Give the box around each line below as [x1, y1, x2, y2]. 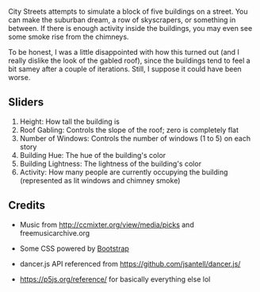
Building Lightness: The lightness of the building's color [19, 159, 202, 168]
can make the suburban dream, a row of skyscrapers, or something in [8, 15, 236, 25]
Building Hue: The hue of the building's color [19, 150, 166, 159]
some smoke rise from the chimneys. [8, 32, 129, 41]
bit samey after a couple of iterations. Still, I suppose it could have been [8, 64, 242, 74]
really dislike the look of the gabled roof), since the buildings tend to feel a [8, 56, 251, 65]
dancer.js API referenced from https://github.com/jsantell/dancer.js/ [19, 259, 241, 268]
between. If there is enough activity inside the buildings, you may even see [8, 24, 253, 33]
